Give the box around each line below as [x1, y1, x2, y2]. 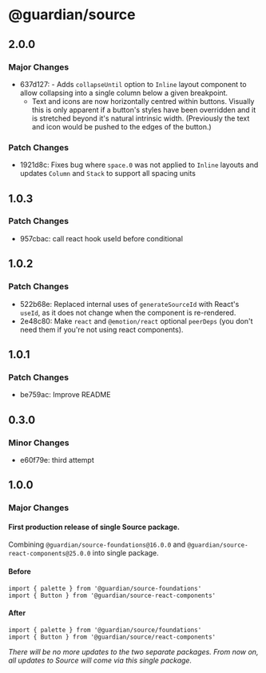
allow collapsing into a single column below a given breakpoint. [19, 88, 228, 98]
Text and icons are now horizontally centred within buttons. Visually [31, 96, 255, 106]
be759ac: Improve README [19, 390, 111, 400]
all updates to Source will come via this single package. [8, 655, 193, 665]
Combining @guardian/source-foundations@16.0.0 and [8, 540, 186, 549]
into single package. [92, 548, 160, 558]
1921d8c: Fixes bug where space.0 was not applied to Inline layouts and [19, 160, 259, 169]
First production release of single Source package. [8, 522, 180, 532]
